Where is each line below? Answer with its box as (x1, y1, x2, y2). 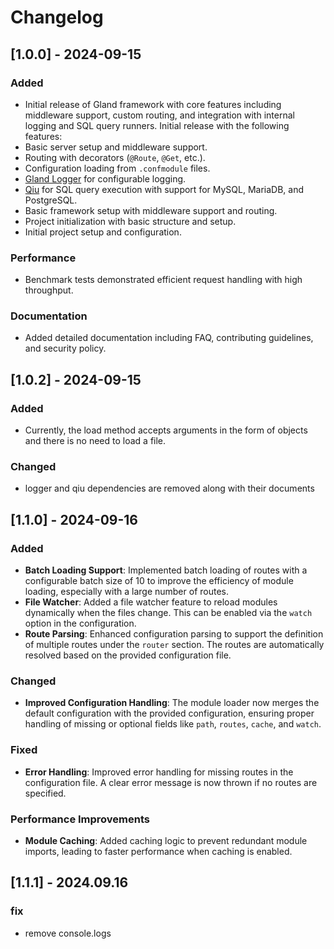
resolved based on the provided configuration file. (24, 649, 232, 661)
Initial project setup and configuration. (24, 226, 182, 238)
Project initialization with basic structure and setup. (24, 215, 237, 227)
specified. (24, 787, 67, 799)
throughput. (24, 284, 74, 296)
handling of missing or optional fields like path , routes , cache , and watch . (24, 718, 322, 730)
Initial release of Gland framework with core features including (24, 98, 282, 110)
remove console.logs (24, 927, 112, 939)
